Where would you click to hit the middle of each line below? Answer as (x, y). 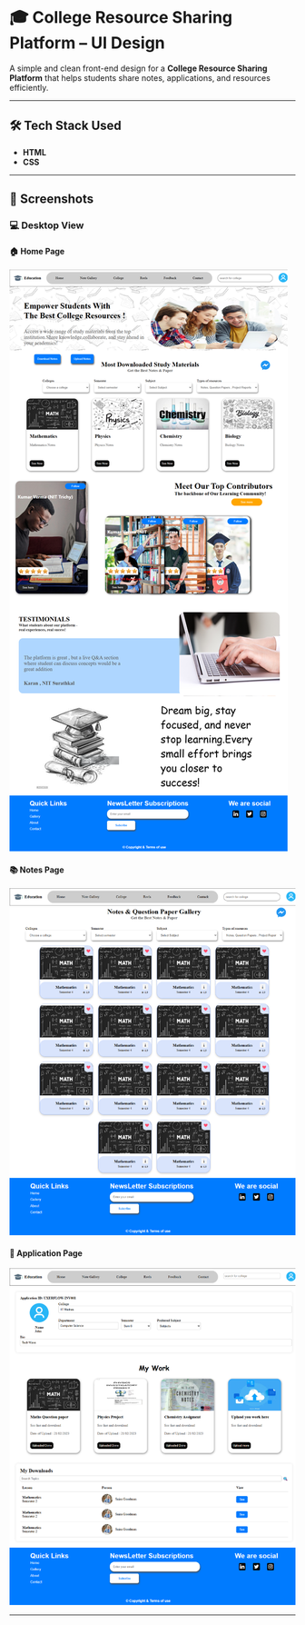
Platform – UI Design (87, 43)
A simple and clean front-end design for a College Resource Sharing (138, 68)
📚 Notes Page (37, 870)
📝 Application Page (46, 1253)
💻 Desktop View (47, 225)
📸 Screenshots (52, 199)
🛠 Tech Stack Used (66, 126)
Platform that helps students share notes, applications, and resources (140, 77)
